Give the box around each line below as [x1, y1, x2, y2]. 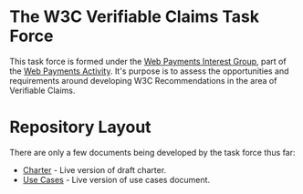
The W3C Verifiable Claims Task [9, 6, 260, 27]
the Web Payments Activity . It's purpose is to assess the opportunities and [9, 66, 289, 77]
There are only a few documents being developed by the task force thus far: [9, 147, 296, 158]
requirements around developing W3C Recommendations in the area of [9, 75, 277, 86]
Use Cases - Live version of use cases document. [22, 174, 211, 185]
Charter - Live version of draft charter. [22, 164, 167, 175]
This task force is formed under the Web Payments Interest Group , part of [9, 56, 287, 66]
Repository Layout [9, 117, 152, 138]
